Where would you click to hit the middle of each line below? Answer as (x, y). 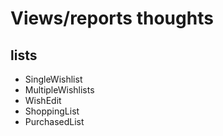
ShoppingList (52, 111)
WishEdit (43, 100)
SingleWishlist (53, 79)
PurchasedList (54, 121)
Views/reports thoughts (112, 18)
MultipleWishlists (59, 90)
